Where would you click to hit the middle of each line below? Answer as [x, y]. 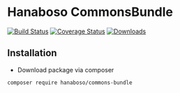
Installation [32, 53]
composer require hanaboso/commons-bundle [70, 83]
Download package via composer [66, 69]
